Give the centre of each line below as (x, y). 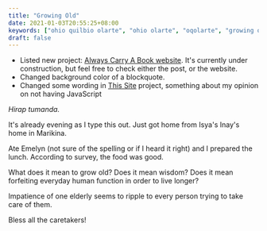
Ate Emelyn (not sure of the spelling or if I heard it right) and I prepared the (130, 148)
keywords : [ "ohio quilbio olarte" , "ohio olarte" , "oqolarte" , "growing (131, 30)
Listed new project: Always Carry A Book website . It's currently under (133, 60)
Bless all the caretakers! (47, 220)
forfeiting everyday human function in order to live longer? (104, 181)
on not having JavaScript (60, 94)
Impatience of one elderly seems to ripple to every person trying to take (126, 196)
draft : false (30, 38)
